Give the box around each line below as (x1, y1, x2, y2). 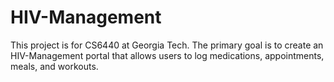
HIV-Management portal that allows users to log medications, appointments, (10, 49, 325, 61)
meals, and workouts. (10, 60, 99, 72)
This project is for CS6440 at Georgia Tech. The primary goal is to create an (10, 39, 324, 51)
